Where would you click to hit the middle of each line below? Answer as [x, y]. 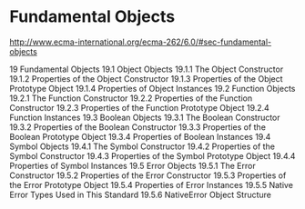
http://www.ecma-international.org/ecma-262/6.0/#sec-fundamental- [140, 42]
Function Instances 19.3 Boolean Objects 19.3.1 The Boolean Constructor [145, 117]
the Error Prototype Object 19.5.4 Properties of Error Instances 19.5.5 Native [152, 184]
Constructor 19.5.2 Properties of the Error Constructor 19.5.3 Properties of [148, 175]
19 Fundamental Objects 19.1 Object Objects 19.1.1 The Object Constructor [147, 69]
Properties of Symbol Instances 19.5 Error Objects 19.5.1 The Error [133, 165]
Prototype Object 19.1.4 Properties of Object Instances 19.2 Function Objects [152, 88]
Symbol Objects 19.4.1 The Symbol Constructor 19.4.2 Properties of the [142, 146]
